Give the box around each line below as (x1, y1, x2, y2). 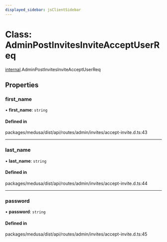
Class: (5, 28, 32, 40)
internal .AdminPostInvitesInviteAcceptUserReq (5, 66, 101, 72)
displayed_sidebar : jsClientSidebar (5, 7, 81, 12)
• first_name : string (5, 107, 48, 113)
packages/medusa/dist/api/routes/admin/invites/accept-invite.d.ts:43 (5, 129, 148, 135)
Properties (5, 81, 39, 89)
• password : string (5, 209, 46, 215)
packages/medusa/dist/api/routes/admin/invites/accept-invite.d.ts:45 (5, 231, 148, 237)
